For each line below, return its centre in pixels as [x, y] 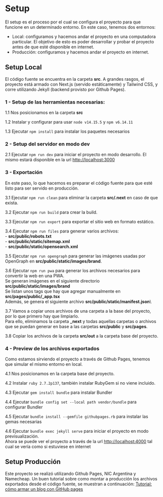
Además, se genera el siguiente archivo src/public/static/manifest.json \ [78, 302]
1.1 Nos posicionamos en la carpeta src [44, 113]
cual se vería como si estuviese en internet [48, 446]
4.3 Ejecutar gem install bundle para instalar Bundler [59, 392]
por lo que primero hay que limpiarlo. [42, 316]
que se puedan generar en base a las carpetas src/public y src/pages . [76, 326]
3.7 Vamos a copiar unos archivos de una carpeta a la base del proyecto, [78, 311]
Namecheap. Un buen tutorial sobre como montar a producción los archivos [81, 479]
